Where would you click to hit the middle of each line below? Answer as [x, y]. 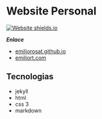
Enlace [15, 39]
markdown [28, 111]
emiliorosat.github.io [40, 51]
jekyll [21, 91]
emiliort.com [30, 57]
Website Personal [51, 11]
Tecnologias [30, 77]
